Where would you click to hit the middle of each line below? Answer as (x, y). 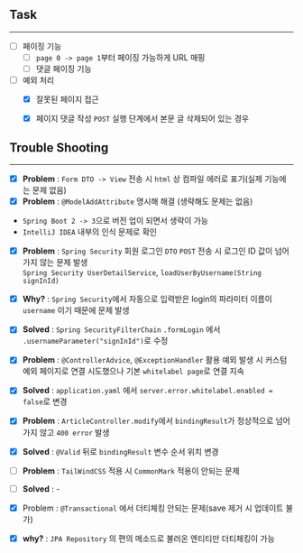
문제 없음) (50, 190)
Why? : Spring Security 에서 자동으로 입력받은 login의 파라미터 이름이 (147, 299)
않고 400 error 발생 (74, 432)
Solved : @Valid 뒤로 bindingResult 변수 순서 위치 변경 (120, 451)
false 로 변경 (45, 401)
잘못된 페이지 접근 (67, 99)
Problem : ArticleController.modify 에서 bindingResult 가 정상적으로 (148, 421)
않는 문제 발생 (64, 263)
